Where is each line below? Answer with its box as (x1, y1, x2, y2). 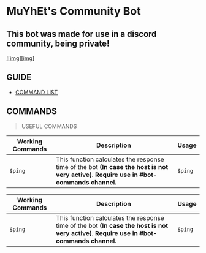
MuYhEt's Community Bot (6, 4, 141, 18)
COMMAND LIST (15, 88, 58, 96)
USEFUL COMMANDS (21, 123, 77, 130)
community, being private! (6, 38, 110, 48)
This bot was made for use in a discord (6, 29, 157, 39)
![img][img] (6, 55, 35, 62)
